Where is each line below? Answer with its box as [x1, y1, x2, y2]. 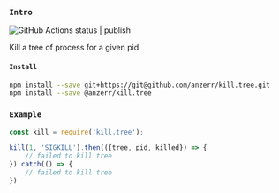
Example [9, 110, 42, 120]
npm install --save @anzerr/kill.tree [9, 89, 152, 97]
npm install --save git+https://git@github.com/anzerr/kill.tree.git [9, 81, 271, 89]
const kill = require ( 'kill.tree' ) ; [9, 127, 144, 136]
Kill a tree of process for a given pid [9, 42, 139, 53]
